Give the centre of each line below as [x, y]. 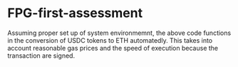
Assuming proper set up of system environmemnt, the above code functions [119, 33]
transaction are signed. [41, 56]
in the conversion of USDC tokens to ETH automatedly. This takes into [110, 40]
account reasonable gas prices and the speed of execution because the [113, 48]
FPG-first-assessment [75, 13]
